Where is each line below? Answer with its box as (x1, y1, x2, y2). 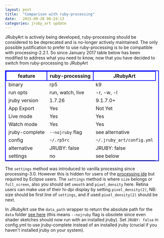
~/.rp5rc (49, 137, 70, 143)
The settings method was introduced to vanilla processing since (5, 166, 135, 172)
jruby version (8, 97, 39, 104)
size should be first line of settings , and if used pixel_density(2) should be (5, 192, 158, 198)
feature (18, 73, 36, 80)
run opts (8, 89, 28, 96)
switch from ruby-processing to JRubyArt (5, 60, 88, 66)
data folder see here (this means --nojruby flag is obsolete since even (5, 212, 146, 217)
